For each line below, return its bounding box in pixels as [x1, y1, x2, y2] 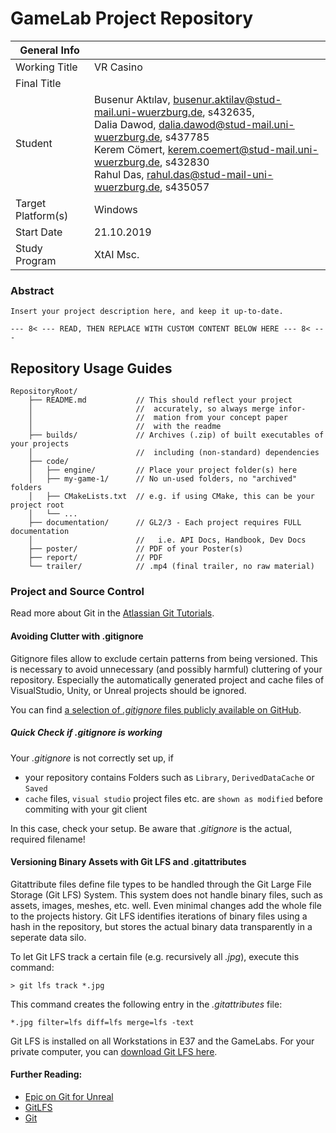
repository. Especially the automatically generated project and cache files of [10, 673, 325, 686]
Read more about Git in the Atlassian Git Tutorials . [10, 607, 215, 619]
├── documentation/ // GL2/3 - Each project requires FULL [28, 518, 302, 528]
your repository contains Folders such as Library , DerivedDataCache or [24, 771, 315, 783]
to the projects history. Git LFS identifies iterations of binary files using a [10, 910, 308, 922]
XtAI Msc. [94, 247, 140, 261]
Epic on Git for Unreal [24, 1090, 114, 1102]
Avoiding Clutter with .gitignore [10, 630, 144, 642]
